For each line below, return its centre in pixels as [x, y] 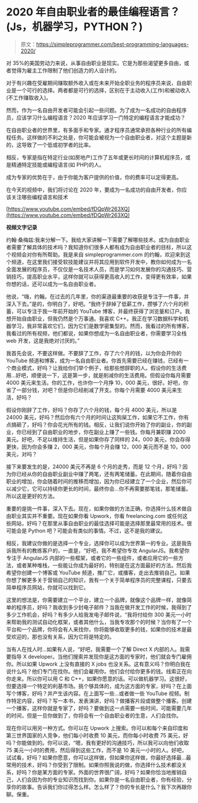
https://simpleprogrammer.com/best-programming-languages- [113, 44]
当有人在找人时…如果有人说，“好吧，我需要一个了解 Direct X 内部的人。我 [95, 649]
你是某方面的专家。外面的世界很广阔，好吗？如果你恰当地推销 [106, 772]
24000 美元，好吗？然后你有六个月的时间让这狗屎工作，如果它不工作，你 [95, 417]
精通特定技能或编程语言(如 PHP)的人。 [58, 164]
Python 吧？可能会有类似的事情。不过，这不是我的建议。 [97, 530]
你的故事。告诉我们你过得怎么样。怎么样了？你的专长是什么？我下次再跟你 [101, 787]
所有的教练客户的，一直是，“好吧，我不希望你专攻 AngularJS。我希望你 [103, 550]
